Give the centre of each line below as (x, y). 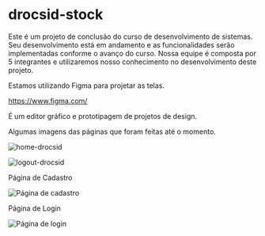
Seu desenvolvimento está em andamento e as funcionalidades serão (121, 44)
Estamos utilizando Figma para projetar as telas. (86, 86)
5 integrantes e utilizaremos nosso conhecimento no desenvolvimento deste (132, 62)
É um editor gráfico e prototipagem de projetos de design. (103, 116)
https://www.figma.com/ (48, 101)
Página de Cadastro (40, 177)
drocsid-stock (56, 15)
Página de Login (35, 208)
